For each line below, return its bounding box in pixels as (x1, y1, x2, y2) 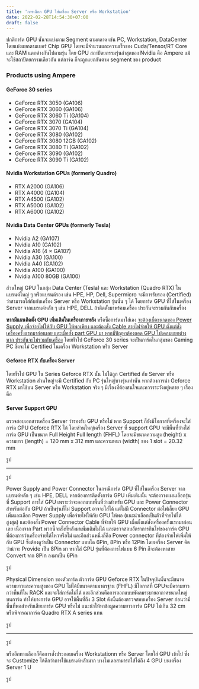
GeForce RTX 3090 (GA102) (14, 150, 83, 157)
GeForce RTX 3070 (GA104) (14, 118, 83, 125)
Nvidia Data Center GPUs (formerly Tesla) (6, 222, 111, 229)
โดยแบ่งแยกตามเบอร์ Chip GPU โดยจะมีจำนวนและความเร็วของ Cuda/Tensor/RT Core (6, 43, 188, 50)
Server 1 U (6, 663, 31, 671)
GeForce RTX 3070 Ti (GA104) (14, 124, 89, 131)
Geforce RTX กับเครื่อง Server (6, 357, 75, 364)
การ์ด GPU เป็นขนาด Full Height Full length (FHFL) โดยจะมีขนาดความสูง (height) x (6, 431, 187, 438)
